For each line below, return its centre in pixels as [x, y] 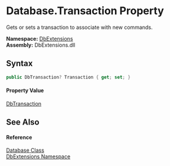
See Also [23, 122]
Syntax [19, 64]
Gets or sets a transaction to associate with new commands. [79, 27]
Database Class [25, 150]
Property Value [25, 90]
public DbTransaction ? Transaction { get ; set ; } [68, 77]
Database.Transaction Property [85, 11]
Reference [19, 137]
